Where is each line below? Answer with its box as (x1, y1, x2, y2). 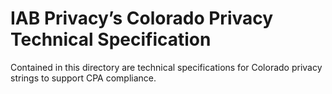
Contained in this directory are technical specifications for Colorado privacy (10, 61, 323, 73)
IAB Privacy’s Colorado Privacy (10, 7, 274, 30)
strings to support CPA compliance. (10, 72, 157, 84)
